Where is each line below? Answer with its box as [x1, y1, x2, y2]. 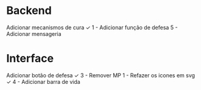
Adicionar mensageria [6, 30, 62, 37]
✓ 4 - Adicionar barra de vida [6, 78, 80, 85]
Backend [6, 4, 52, 18]
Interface [6, 52, 54, 66]
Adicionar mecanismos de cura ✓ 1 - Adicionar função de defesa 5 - [6, 24, 178, 31]
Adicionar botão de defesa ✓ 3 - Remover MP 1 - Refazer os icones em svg [6, 71, 196, 79]
